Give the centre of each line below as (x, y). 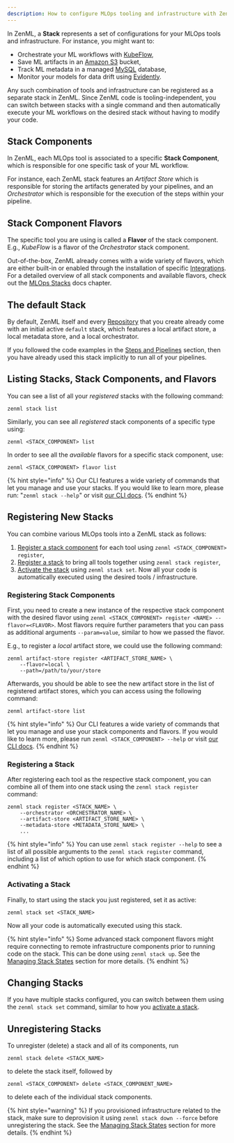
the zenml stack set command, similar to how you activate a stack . (103, 1007)
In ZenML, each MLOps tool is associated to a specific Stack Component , (113, 158)
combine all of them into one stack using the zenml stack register (103, 787)
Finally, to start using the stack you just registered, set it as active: (102, 899)
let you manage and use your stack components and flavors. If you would (112, 731)
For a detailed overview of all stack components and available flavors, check (117, 276)
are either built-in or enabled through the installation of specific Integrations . (117, 268)
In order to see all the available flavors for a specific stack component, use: (116, 455)
